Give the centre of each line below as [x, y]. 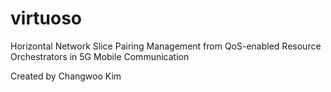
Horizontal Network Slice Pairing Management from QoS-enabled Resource [166, 46]
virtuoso [46, 18]
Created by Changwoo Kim [66, 76]
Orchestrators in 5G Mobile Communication [100, 56]
